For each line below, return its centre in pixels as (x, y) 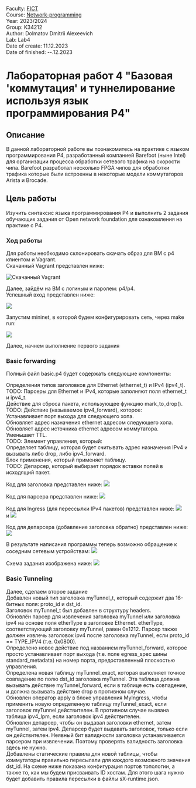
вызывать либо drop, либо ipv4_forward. (56, 454)
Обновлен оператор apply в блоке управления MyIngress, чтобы (87, 698)
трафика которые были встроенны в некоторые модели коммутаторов (94, 174)
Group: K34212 (24, 27)
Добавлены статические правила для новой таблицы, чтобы (82, 753)
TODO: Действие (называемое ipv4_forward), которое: (74, 410)
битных (15, 604)
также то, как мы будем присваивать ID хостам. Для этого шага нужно (95, 772)
